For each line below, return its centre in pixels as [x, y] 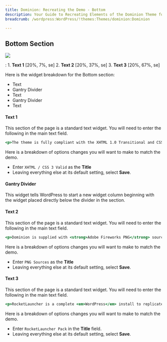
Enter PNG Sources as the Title [43, 262]
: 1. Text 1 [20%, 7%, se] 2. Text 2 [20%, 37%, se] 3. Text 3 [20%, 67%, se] [83, 65]
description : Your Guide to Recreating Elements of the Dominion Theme [81, 14]
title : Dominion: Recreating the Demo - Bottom [55, 10]
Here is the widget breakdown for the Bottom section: [60, 75]
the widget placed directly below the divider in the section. [65, 200]
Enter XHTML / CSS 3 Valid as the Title [52, 167]
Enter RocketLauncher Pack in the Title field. [57, 329]
